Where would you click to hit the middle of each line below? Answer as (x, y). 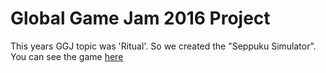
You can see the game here (67, 56)
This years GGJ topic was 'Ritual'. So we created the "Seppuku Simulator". (163, 46)
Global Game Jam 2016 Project (140, 18)
